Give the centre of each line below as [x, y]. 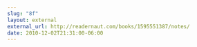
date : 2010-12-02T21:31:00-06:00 [55, 33]
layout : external [32, 20]
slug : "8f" [23, 13]
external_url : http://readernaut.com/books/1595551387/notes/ [98, 26]
